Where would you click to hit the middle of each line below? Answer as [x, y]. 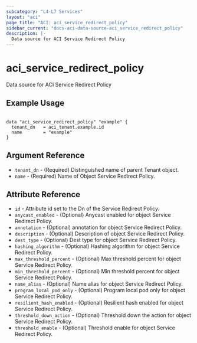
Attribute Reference [43, 195]
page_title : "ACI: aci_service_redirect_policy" [67, 22]
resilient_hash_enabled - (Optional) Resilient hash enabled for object [99, 303]
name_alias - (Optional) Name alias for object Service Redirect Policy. [98, 284]
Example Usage [35, 103]
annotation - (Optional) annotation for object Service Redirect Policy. [98, 227]
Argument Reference [45, 156]
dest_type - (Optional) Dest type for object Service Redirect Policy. [96, 240]
